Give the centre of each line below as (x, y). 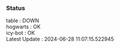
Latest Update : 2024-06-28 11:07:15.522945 (60, 39)
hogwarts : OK (23, 27)
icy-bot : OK (20, 33)
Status (16, 8)
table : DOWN (23, 21)
